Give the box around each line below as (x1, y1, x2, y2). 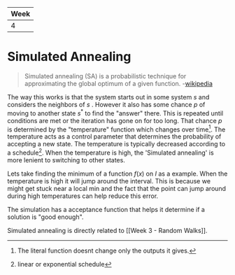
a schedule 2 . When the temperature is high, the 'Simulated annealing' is (7, 147, 215, 157)
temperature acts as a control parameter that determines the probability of (7, 132, 222, 141)
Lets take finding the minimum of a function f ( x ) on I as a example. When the (7, 169, 228, 178)
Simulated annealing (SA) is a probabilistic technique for (24, 71, 187, 80)
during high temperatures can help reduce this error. (7, 192, 159, 200)
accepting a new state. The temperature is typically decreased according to (7, 140, 226, 148)
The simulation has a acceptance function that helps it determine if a (7, 205, 205, 213)
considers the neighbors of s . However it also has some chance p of (7, 100, 206, 108)
